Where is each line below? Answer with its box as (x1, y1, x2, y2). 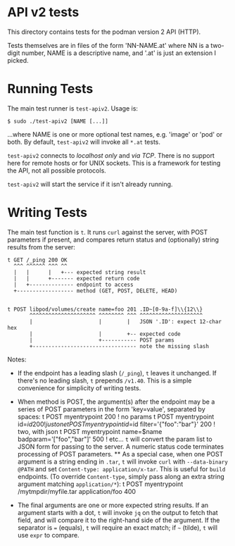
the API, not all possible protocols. (7, 166, 107, 175)
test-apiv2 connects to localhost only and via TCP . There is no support (7, 151, 215, 159)
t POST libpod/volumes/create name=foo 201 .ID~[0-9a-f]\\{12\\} (7, 306, 203, 313)
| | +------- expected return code (13, 275, 140, 282)
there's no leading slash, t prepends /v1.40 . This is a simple (17, 376, 192, 385)
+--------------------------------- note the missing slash (29, 342, 210, 349)
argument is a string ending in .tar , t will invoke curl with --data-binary (17, 457, 229, 466)
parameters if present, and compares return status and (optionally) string (7, 235, 220, 244)
